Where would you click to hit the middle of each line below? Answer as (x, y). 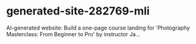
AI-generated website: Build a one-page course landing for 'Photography (98, 28)
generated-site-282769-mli (78, 11)
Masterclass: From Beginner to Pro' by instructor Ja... (73, 34)
